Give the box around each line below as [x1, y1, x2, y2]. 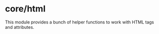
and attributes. [5, 24, 35, 30]
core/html [5, 3, 46, 14]
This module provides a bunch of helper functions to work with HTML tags [5, 19, 154, 25]
